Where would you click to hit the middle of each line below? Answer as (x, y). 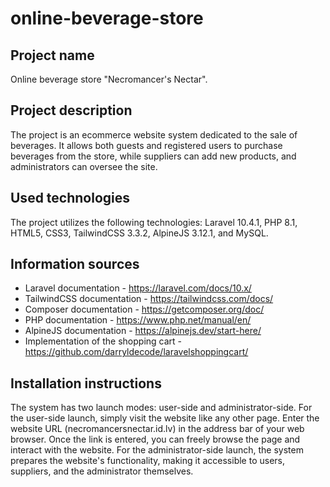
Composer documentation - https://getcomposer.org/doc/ (144, 309)
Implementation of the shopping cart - (103, 341)
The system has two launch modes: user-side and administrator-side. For (161, 408)
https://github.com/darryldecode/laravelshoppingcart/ (136, 352)
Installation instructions (86, 383)
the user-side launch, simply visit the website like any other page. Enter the (165, 418)
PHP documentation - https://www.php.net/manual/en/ (138, 320)
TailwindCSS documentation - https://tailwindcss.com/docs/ (149, 299)
